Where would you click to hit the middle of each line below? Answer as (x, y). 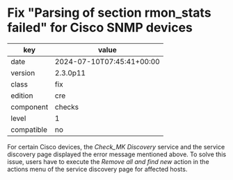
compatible (29, 129)
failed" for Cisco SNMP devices (100, 28)
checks (66, 107)
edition (22, 96)
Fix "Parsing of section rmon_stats (109, 13)
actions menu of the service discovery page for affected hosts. (97, 169)
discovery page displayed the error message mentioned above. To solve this (117, 154)
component (30, 107)
